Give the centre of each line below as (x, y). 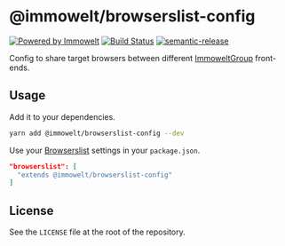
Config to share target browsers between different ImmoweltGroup (131, 58)
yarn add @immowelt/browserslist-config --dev (97, 133)
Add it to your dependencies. (62, 116)
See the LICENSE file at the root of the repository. (98, 232)
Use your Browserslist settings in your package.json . (105, 150)
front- (266, 58)
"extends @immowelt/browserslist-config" (95, 175)
